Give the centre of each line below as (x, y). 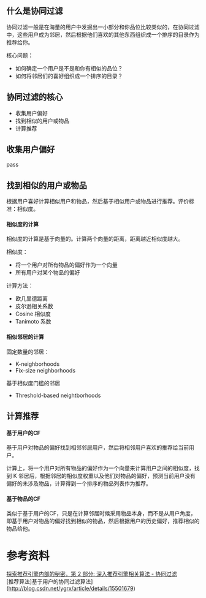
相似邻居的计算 (25, 337)
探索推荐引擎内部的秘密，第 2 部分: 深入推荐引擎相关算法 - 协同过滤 (92, 574)
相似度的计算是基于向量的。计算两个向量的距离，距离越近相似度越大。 (95, 239)
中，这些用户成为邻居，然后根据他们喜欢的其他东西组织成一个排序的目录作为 (103, 34)
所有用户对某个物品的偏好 (48, 273)
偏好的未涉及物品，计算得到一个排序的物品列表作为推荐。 (79, 483)
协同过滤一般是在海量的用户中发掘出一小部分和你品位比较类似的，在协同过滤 (103, 27)
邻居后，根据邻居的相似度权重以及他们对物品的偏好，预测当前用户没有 (107, 476)
